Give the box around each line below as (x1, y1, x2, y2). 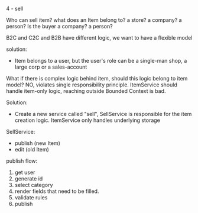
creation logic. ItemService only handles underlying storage (14, 117, 161, 124)
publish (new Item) (14, 140, 61, 147)
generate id (14, 175, 43, 182)
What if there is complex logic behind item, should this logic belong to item (6, 75, 188, 82)
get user (14, 169, 35, 176)
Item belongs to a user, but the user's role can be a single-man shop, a (14, 57, 187, 64)
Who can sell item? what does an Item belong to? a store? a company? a (6, 17, 182, 23)
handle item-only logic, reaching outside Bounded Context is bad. (6, 88, 166, 94)
